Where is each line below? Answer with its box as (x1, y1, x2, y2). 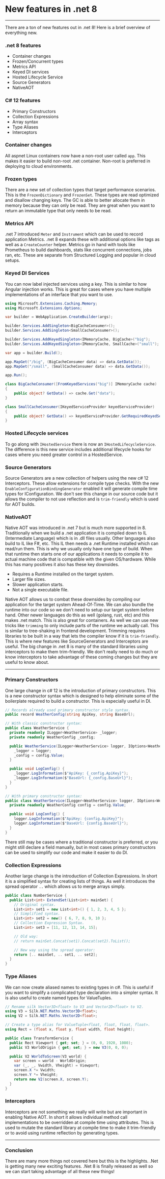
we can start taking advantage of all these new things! (5, 1169, 115, 1175)
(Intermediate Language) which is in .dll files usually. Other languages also (5, 535, 156, 541)
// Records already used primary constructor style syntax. (5, 707, 131, 713)
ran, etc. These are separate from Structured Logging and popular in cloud (5, 252, 156, 258)
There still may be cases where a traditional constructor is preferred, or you (5, 839, 158, 845)
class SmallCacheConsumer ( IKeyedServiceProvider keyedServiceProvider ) (5, 404, 155, 409)
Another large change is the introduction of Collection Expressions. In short (5, 873, 158, 879)
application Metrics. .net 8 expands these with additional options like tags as (5, 236, 160, 242)
